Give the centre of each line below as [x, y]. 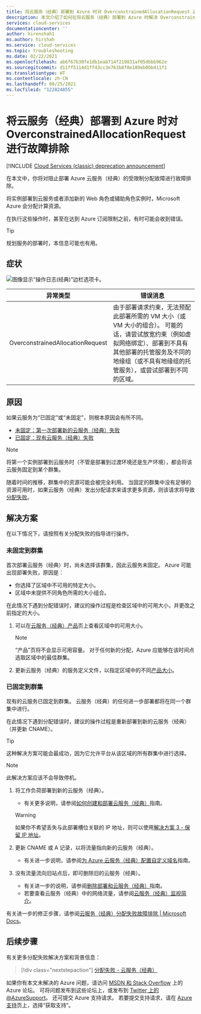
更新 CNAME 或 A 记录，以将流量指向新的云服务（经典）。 [86, 847]
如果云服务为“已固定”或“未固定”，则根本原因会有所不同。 [76, 417]
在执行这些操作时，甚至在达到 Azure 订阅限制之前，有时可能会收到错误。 [96, 219]
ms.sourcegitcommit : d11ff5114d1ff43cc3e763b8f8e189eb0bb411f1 [87, 67]
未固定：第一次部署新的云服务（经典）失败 [67, 430]
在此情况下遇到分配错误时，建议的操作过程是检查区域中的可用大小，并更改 [98, 605]
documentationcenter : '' [37, 28]
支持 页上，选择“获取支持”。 [40, 1005]
